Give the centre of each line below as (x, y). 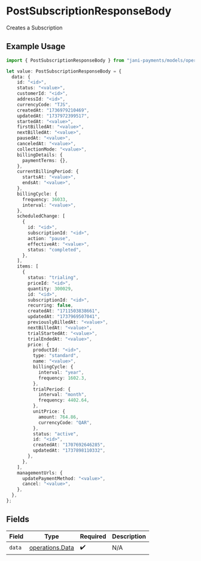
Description (129, 536)
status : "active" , (56, 434)
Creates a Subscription (34, 28)
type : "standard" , (56, 356)
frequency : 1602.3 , (62, 378)
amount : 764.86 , (58, 417)
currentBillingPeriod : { (48, 172)
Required (93, 536)
